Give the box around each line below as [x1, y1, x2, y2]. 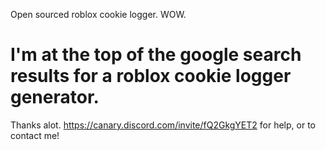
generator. [10, 86, 100, 109]
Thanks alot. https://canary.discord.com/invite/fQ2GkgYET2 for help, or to [10, 119, 316, 131]
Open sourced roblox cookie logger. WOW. [10, 9, 187, 20]
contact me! [10, 129, 60, 141]
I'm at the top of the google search [10, 44, 302, 66]
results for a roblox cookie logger [10, 65, 292, 88]
